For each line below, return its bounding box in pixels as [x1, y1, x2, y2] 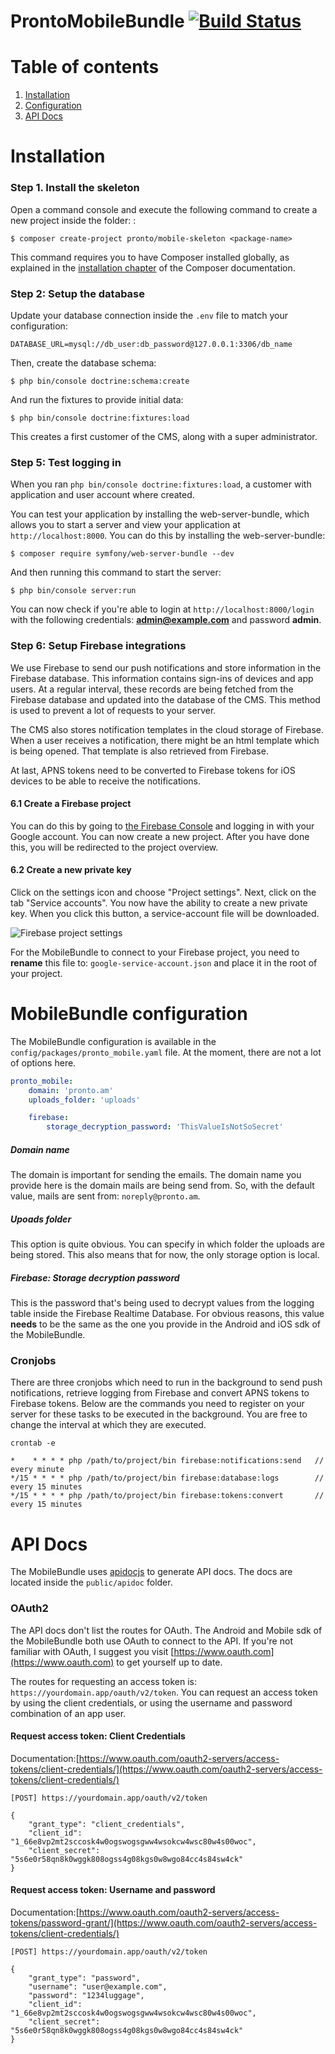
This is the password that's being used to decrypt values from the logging [10, 1297, 315, 1309]
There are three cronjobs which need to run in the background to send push [10, 1376, 323, 1389]
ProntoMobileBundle [10, 10, 185, 33]
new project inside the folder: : [10, 214, 137, 226]
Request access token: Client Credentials [10, 1730, 186, 1742]
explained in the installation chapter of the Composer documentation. [10, 261, 296, 274]
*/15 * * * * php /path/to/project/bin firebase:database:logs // [10, 1473, 325, 1484]
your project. [10, 967, 63, 979]
